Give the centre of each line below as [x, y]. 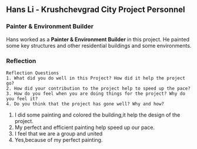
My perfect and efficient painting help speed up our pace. [84, 127]
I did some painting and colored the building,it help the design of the [97, 115]
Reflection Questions [33, 73]
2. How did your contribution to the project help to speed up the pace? [98, 88]
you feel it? [22, 99]
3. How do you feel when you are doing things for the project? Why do [96, 94]
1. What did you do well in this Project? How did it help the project [96, 78]
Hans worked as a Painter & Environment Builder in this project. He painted [98, 39]
